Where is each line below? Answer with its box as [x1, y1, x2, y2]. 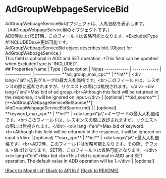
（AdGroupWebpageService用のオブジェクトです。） [5, 26, 112, 33]
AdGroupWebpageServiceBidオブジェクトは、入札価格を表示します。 [5, 20, 147, 26]
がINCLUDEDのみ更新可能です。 [5, 39, 71, 45]
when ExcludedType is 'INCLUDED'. [5, 61, 78, 67]
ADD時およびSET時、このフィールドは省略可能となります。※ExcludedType [5, 33, 158, 39]
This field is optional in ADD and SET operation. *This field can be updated [5, 55, 158, 61]
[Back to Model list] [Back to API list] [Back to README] [5, 168, 119, 174]
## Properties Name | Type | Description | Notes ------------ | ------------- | [5, 66, 162, 72]
